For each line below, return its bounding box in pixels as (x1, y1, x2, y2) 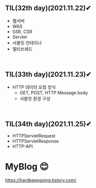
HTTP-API (12, 143, 33, 149)
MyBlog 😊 (5, 161, 49, 172)
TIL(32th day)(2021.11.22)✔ (5, 4, 92, 12)
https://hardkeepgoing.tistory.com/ (5, 177, 77, 183)
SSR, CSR (12, 28, 32, 34)
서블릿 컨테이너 (12, 40, 42, 46)
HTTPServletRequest (12, 133, 55, 139)
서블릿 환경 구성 (19, 95, 50, 101)
